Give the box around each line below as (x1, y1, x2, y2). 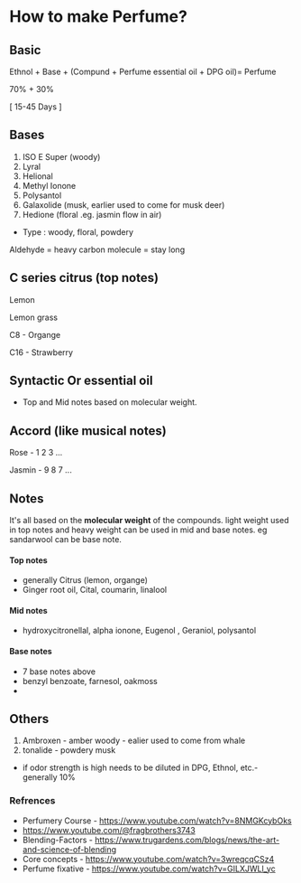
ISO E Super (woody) (22, 151, 101, 162)
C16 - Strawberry (9, 346, 74, 358)
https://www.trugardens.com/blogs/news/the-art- (94, 834, 280, 845)
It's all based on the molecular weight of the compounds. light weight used (9, 515, 289, 526)
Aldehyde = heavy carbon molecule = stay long (9, 244, 186, 255)
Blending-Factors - (22, 834, 93, 845)
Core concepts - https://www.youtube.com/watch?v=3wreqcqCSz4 (22, 853, 275, 864)
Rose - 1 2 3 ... (9, 447, 63, 458)
